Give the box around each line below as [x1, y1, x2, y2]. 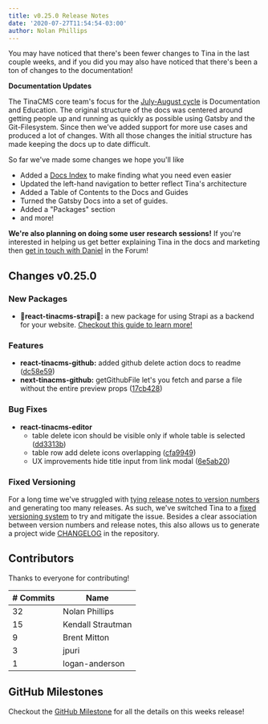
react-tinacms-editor [19, 422, 92, 432]
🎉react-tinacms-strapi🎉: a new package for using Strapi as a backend [19, 311, 254, 321]
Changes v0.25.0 [8, 269, 97, 283]
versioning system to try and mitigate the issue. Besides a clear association [8, 511, 258, 521]
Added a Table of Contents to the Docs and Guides [19, 188, 189, 197]
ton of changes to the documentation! [8, 66, 133, 75]
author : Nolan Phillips [8, 26, 88, 35]
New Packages [8, 293, 68, 304]
